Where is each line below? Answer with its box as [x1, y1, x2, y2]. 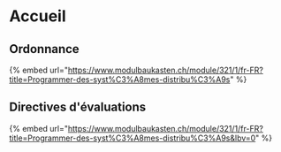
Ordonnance [9, 42, 80, 57]
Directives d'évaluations [9, 100, 147, 115]
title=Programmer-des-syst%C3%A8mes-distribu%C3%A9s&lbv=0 [9, 133, 256, 143]
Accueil [9, 6, 66, 27]
